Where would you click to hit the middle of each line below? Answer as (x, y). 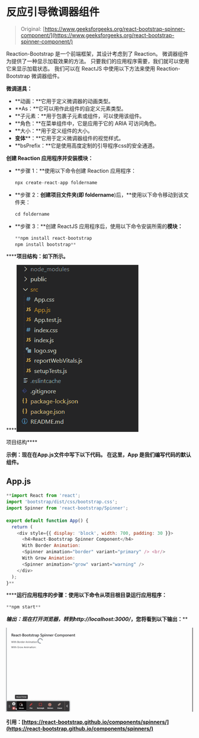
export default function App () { (47, 521)
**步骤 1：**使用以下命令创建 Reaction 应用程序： (75, 171)
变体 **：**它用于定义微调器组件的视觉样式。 (69, 138)
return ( (22, 527)
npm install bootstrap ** (45, 244)
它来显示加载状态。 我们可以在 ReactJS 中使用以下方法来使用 (81, 68)
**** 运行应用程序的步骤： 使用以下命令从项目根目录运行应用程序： (87, 595)
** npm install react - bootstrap (53, 238)
